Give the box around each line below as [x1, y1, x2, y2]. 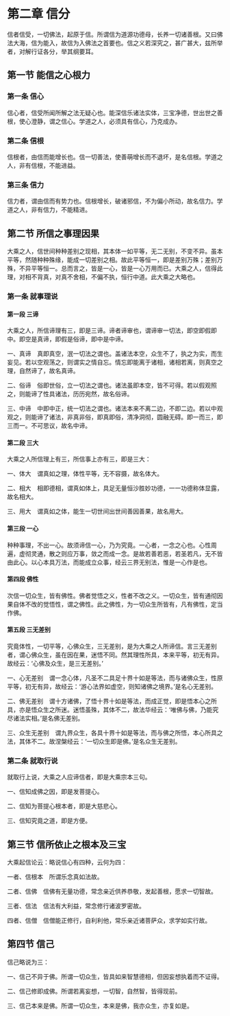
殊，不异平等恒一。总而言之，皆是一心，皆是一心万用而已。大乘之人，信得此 [7, 265, 223, 273]
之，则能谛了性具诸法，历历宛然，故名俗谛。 [7, 390, 133, 398]
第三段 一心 [7, 524, 39, 532]
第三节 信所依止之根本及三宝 [7, 838, 127, 850]
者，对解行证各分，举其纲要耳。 [7, 47, 97, 56]
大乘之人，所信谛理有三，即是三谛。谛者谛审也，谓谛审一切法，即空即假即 [7, 326, 217, 335]
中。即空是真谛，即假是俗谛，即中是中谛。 [7, 335, 127, 343]
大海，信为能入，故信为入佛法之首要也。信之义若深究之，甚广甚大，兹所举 [12, 38, 223, 47]
